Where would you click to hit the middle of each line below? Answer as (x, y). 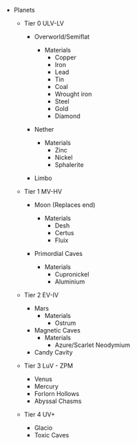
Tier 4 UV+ (40, 414)
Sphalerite (69, 165)
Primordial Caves (59, 254)
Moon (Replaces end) (65, 205)
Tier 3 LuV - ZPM (49, 366)
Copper (66, 57)
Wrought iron (73, 94)
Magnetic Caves (57, 330)
